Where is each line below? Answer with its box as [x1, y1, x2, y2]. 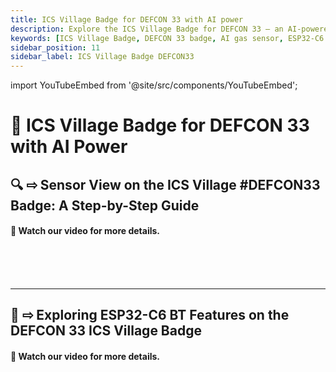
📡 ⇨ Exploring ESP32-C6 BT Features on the [10, 307, 290, 324]
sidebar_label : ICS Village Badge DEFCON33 [10, 52, 195, 62]
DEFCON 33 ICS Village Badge [10, 322, 202, 340]
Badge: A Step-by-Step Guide [10, 197, 200, 214]
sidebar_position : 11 [10, 42, 101, 53]
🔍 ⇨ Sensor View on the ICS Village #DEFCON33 [10, 176, 321, 193]
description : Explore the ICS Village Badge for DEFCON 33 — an [10, 24, 284, 34]
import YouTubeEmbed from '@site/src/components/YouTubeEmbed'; [10, 79, 298, 91]
